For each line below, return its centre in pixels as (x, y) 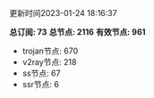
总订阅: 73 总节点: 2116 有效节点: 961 (77, 32)
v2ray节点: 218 (49, 62)
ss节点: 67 (41, 73)
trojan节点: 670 (50, 51)
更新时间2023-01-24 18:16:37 (64, 13)
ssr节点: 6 (41, 84)
